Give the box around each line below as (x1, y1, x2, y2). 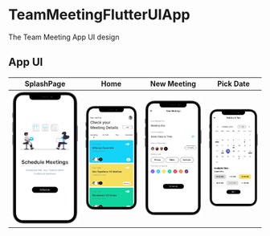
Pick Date (216, 79, 251, 89)
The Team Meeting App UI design (8, 32, 120, 42)
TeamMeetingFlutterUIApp (8, 6, 190, 24)
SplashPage (24, 79, 66, 89)
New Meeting (149, 79, 197, 89)
